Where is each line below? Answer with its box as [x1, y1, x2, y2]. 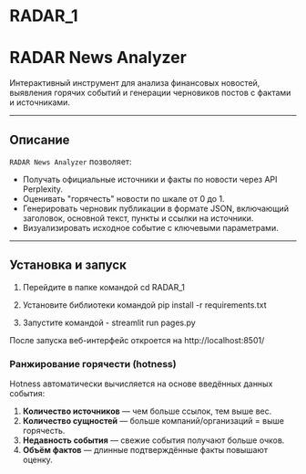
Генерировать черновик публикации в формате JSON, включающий [22, 203, 290, 214]
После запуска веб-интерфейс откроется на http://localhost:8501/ [9, 334, 265, 345]
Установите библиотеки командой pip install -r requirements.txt [22, 299, 267, 311]
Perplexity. [22, 184, 64, 195]
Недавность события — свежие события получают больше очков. [22, 435, 285, 446]
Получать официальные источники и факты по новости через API [22, 174, 278, 184]
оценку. [22, 454, 53, 466]
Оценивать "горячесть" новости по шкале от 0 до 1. [22, 193, 225, 204]
